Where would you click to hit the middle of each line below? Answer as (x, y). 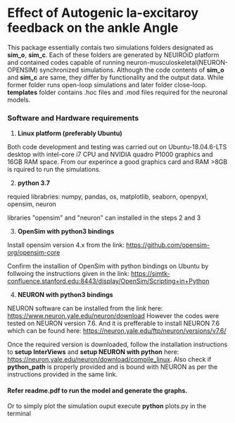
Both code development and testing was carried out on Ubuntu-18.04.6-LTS (117, 147)
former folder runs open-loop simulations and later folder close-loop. (107, 84)
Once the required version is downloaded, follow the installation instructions (118, 345)
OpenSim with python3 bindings (66, 232)
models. (19, 99)
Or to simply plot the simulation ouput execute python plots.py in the (107, 406)
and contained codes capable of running (66, 62)
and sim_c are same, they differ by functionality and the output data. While (115, 77)
